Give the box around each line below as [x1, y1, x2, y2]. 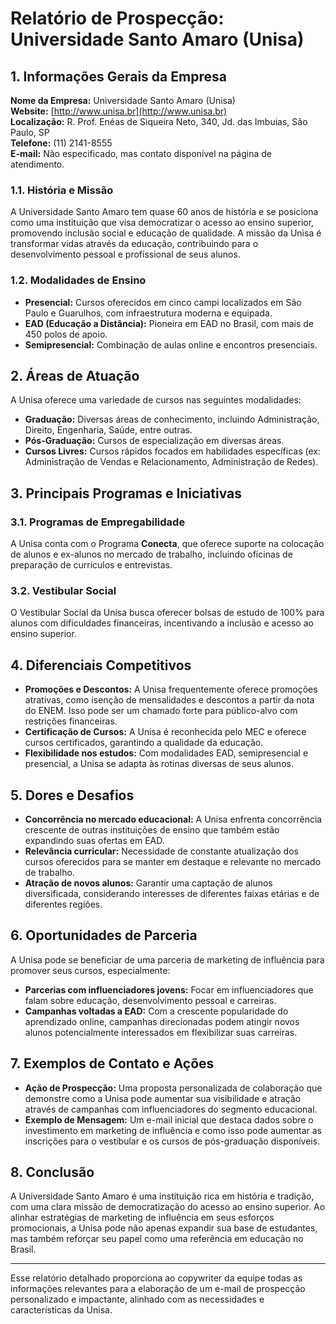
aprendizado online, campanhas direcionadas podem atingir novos [24, 1015, 300, 1027]
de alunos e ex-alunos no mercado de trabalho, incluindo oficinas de [10, 548, 293, 561]
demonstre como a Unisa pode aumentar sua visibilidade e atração [24, 1092, 302, 1104]
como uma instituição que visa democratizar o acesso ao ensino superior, [10, 217, 315, 229]
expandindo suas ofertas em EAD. [24, 835, 165, 847]
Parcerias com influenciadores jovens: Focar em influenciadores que [24, 983, 314, 996]
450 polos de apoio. [24, 328, 108, 340]
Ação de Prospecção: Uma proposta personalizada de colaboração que [24, 1082, 323, 1094]
